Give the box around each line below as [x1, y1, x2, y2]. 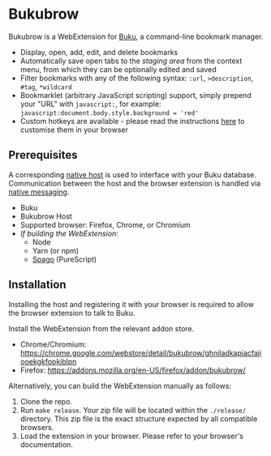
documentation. [19, 439, 73, 450]
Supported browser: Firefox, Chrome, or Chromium [19, 219, 191, 229]
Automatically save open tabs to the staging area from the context [19, 56, 243, 66]
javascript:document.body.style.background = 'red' [19, 109, 199, 117]
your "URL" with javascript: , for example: [19, 99, 161, 109]
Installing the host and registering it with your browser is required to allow [8, 299, 254, 309]
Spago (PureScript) [32, 254, 97, 264]
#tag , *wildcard [19, 82, 72, 92]
